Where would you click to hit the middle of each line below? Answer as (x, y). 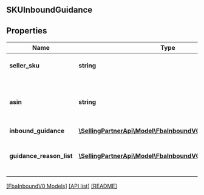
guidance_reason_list (41, 156)
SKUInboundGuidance (49, 10)
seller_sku (25, 66)
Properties (27, 31)
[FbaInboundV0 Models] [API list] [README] (62, 186)
